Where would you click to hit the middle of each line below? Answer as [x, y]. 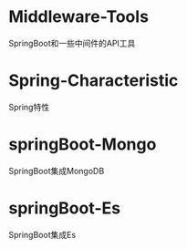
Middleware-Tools [79, 17]
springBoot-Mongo [83, 145]
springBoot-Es [65, 208]
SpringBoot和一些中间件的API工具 [72, 43]
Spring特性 [29, 107]
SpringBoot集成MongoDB [57, 171]
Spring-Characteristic [93, 81]
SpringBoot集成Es [42, 234]
